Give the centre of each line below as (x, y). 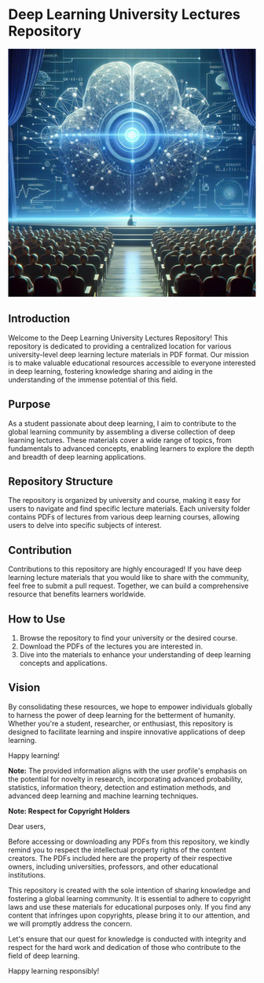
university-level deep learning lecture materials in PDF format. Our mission (129, 354)
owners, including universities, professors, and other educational (113, 867)
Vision (24, 687)
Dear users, (27, 826)
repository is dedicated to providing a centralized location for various (120, 346)
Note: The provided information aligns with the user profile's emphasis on (128, 771)
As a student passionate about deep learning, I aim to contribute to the (123, 423)
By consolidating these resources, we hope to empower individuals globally (130, 707)
